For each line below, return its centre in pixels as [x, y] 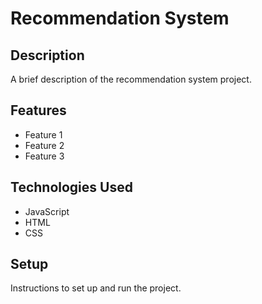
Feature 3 [44, 156]
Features [38, 110]
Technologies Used [71, 187]
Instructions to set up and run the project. [96, 288]
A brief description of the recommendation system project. [131, 79]
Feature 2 [44, 145]
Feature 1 [43, 134]
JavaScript [47, 211]
